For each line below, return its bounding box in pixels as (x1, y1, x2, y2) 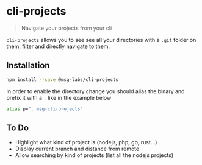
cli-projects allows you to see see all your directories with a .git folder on (6, 36, 197, 43)
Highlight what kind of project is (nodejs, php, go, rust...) (15, 139, 157, 146)
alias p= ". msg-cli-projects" (6, 105, 84, 112)
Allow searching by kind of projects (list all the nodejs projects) (15, 152, 174, 159)
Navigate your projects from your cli (21, 24, 112, 32)
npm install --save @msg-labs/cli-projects (6, 76, 119, 83)
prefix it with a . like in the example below (6, 94, 112, 101)
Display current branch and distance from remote (15, 145, 140, 153)
